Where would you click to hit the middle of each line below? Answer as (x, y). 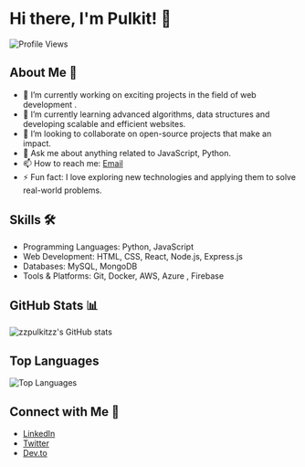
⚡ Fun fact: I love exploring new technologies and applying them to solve (159, 176)
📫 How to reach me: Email (73, 163)
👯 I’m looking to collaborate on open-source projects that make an (147, 133)
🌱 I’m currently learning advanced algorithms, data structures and (146, 114)
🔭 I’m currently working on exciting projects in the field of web (140, 94)
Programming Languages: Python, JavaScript (108, 247)
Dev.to (35, 453)
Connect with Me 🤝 (65, 412)
